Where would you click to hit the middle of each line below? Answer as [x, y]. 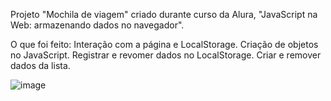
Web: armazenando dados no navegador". [97, 25]
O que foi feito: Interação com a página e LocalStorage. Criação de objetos [164, 44]
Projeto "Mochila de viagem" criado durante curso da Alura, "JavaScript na [164, 14]
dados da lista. [40, 65]
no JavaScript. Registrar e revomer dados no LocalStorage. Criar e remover [166, 55]
